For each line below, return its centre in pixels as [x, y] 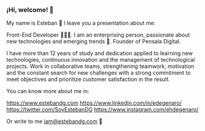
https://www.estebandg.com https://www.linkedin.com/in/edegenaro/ [94, 103]
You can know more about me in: [48, 91]
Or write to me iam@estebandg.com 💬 [54, 121]
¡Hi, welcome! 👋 [30, 10]
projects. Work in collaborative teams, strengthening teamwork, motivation [100, 66]
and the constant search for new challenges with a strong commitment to [99, 73]
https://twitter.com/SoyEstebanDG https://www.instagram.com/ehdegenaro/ [102, 110]
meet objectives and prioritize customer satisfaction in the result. [88, 80]
